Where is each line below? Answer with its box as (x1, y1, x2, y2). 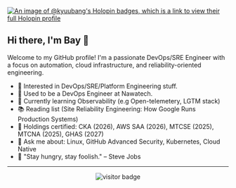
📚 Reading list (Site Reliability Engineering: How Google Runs (17, 104, 196, 113)
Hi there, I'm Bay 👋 (7, 35, 89, 46)
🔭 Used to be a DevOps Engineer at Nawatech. (17, 89, 153, 98)
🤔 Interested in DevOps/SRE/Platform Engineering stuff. (17, 82, 178, 90)
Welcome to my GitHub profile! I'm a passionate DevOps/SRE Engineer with (7, 53, 225, 61)
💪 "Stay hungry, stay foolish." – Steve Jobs (17, 152, 141, 161)
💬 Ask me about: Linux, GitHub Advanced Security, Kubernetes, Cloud (17, 137, 221, 146)
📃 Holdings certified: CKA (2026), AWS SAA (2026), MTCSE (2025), (17, 122, 214, 130)
